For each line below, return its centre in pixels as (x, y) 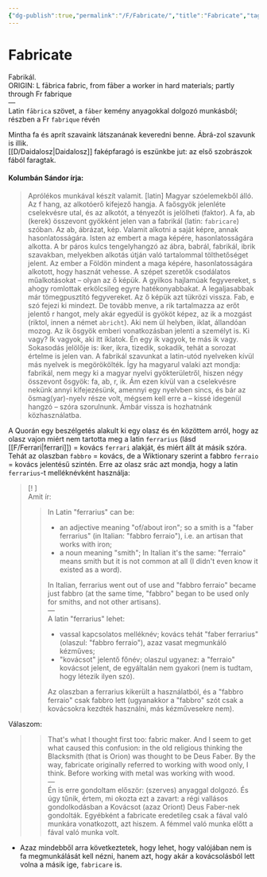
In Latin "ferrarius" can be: (91, 512)
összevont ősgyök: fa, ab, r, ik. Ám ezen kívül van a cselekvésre (132, 381)
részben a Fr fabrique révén (54, 119)
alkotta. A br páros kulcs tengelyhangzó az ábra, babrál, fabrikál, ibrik (141, 246)
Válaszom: (25, 724)
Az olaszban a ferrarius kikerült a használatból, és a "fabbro (145, 691)
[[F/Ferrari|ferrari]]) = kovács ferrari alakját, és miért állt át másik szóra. (128, 447)
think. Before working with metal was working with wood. (141, 773)
